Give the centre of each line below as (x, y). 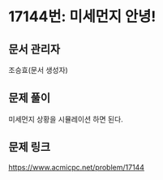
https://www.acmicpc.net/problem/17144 (76, 167)
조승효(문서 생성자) (39, 70)
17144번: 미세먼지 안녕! (82, 17)
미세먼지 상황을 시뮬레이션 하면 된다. (66, 119)
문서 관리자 (34, 49)
